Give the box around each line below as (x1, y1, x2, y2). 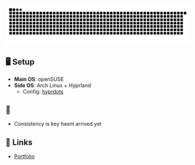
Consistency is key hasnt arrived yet (13, 121, 102, 128)
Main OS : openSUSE (13, 75, 64, 82)
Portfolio (13, 153, 35, 160)
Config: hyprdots (22, 88, 64, 95)
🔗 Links (5, 137, 33, 147)
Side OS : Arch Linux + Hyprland (13, 81, 91, 89)
